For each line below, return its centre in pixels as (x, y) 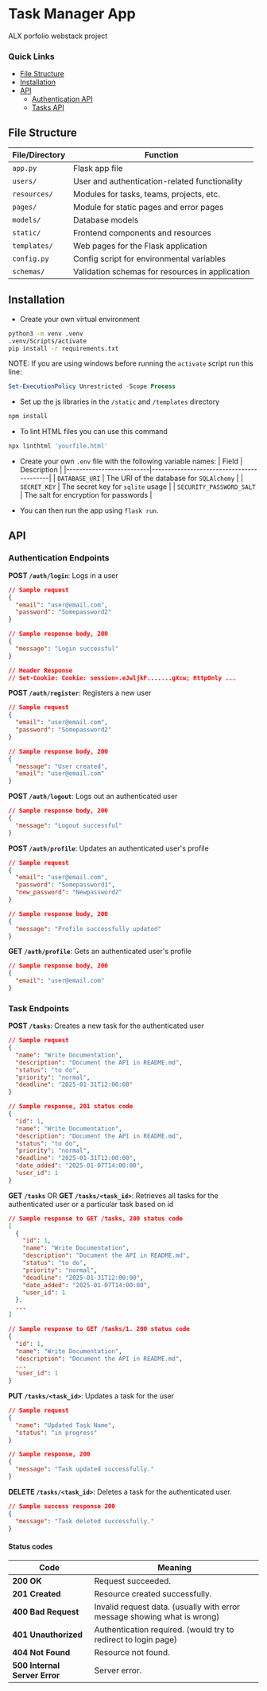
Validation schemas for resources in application (161, 272)
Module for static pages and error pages (148, 207)
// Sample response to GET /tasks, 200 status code (95, 1218)
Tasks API (48, 107)
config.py (31, 259)
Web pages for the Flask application (140, 246)
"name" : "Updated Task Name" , (65, 1425)
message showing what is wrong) (157, 1616)
